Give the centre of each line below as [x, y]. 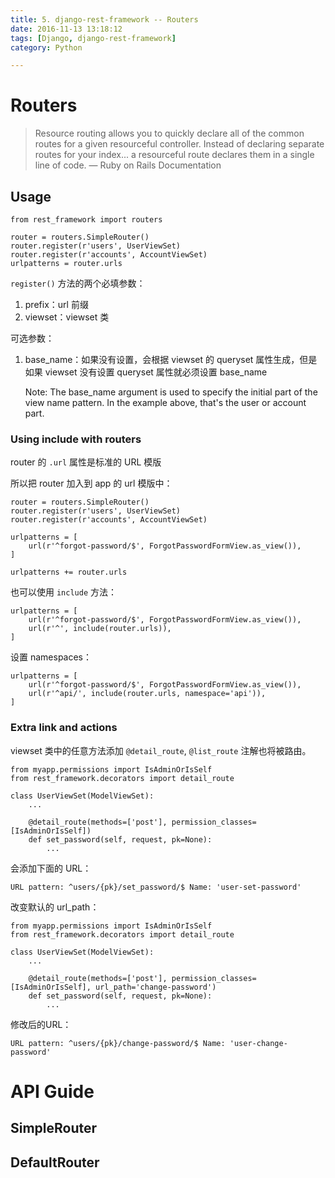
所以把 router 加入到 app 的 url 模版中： [91, 483]
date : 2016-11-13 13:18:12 [66, 29]
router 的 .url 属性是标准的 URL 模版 [86, 462]
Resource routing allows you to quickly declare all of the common [169, 133]
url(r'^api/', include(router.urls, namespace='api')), [147, 694]
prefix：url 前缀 [56, 304]
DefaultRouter [55, 1162]
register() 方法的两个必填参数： [78, 283]
